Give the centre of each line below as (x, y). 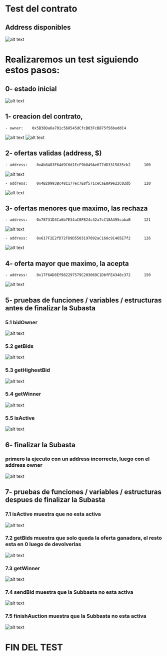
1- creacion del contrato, (44, 117)
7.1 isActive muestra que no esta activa (53, 514)
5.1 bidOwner (21, 322)
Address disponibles (38, 27)
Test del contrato (41, 9)
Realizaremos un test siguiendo (72, 59)
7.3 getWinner (23, 568)
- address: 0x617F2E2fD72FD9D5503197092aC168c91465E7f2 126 (78, 238)
